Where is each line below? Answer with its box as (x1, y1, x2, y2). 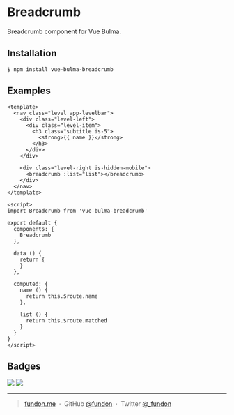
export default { (7, 219, 58, 227)
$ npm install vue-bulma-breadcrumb (7, 66, 114, 73)
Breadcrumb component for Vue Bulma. (7, 27, 122, 36)
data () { (13, 250, 42, 257)
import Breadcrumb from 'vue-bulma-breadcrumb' (7, 207, 148, 214)
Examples (7, 85, 51, 97)
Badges (7, 360, 41, 372)
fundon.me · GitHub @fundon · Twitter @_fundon (24, 400, 172, 408)
